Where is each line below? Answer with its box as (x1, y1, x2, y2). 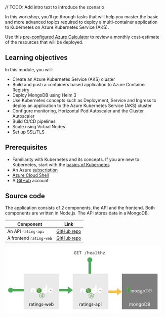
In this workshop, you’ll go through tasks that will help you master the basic (5, 14, 159, 19)
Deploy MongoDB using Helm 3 (12, 92, 77, 98)
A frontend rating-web (7, 235, 53, 241)
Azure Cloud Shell (12, 172, 49, 178)
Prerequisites (5, 143, 47, 152)
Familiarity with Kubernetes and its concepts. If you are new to (12, 156, 140, 162)
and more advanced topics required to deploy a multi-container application (5, 19, 158, 25)
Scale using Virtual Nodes (12, 123, 65, 129)
